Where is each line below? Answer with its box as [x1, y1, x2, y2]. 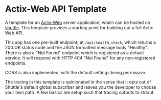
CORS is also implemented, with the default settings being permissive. [5, 69, 147, 75]
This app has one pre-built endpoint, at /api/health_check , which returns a [5, 39, 156, 45]
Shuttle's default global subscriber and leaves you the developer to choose [5, 84, 157, 90]
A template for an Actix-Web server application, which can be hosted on [5, 20, 151, 25]
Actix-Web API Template [5, 3, 107, 15]
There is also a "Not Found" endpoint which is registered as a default [5, 50, 144, 56]
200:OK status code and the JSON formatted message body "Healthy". [5, 44, 148, 50]
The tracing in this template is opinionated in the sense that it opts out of [5, 79, 151, 85]
